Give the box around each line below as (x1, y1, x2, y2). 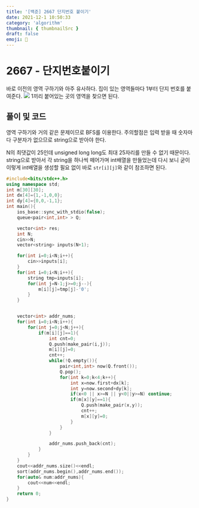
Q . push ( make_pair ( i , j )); (48, 341, 111, 347)
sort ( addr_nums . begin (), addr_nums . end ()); (17, 469, 124, 475)
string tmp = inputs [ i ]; (27, 275, 84, 281)
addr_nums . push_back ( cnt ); (48, 440, 117, 447)
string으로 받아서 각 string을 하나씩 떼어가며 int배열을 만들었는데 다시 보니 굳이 (6, 156, 190, 163)
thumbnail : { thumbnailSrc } (6, 25, 79, 32)
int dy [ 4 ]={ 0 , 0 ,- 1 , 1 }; (6, 198, 63, 204)
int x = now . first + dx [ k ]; (70, 380, 130, 386)
